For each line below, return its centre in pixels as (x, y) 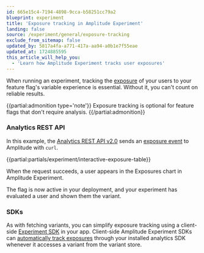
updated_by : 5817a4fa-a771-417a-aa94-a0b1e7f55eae (72, 46)
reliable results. (26, 94)
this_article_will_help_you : (43, 57)
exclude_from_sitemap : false (43, 40)
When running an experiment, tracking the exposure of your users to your (99, 81)
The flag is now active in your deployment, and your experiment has (92, 189)
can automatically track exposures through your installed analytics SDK (96, 238)
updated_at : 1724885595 (37, 52)
